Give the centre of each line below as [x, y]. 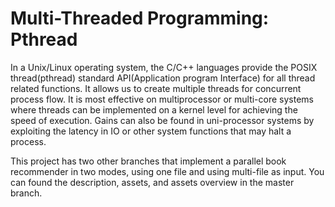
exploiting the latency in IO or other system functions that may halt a [151, 131]
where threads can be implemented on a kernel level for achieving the [154, 109]
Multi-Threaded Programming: [140, 18]
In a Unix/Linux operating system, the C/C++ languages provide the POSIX [164, 67]
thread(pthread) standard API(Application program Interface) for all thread [163, 78]
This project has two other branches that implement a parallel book [148, 161]
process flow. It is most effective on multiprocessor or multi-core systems [162, 99]
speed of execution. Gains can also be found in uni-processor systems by [162, 120]
